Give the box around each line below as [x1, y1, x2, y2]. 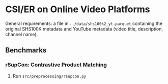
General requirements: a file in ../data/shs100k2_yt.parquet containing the [5, 20, 163, 26]
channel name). [5, 31, 38, 37]
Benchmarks [5, 46, 47, 54]
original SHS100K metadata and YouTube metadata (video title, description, [5, 25, 163, 32]
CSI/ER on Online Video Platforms [5, 4, 150, 15]
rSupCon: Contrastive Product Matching [5, 61, 107, 68]
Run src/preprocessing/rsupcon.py [12, 73, 87, 79]
